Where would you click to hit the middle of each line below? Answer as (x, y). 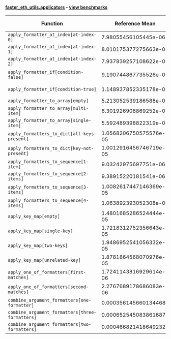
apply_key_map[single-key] (40, 231)
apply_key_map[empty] (34, 217)
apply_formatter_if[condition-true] (52, 89)
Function (52, 24)
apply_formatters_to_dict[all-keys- (52, 134)
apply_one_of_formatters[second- (48, 287)
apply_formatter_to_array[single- (50, 120)
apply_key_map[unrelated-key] (45, 260)
